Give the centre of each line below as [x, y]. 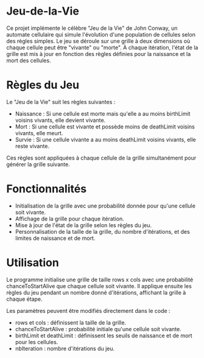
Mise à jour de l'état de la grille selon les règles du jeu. [83, 225]
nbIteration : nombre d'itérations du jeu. [65, 348]
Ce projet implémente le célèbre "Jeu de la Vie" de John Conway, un [92, 28]
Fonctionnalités [47, 189]
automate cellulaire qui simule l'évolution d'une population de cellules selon [101, 34]
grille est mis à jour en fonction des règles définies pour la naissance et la [99, 54]
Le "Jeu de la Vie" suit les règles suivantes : [61, 102]
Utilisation [33, 262]
